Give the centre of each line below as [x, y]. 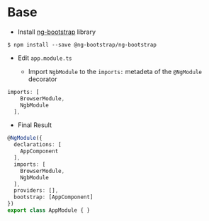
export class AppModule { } [49, 210]
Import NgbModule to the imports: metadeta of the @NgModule [115, 71]
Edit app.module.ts [45, 58]
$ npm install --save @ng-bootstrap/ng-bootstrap [82, 44]
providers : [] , [36, 191]
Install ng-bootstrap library [57, 32]
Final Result [34, 125]
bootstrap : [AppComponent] [53, 197]
